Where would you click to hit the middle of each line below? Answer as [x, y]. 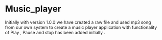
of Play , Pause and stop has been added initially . [55, 32]
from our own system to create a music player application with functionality [81, 27]
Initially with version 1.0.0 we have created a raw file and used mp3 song [78, 22]
